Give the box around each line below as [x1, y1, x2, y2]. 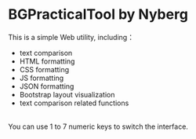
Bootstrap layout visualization [19, 90, 115, 99]
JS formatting [19, 73, 64, 82]
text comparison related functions [19, 98, 129, 108]
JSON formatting [19, 81, 74, 91]
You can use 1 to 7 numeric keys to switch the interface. [8, 122, 188, 131]
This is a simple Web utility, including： [8, 32, 135, 42]
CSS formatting [19, 64, 70, 74]
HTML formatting [19, 57, 75, 66]
